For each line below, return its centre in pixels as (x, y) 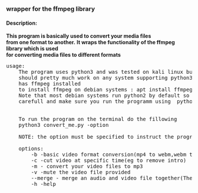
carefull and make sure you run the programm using (95, 102)
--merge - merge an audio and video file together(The (112, 178)
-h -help (43, 184)
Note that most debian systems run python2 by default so (104, 96)
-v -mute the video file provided (81, 172)
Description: (22, 23)
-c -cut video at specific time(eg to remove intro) (109, 161)
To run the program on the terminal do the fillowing (98, 119)
